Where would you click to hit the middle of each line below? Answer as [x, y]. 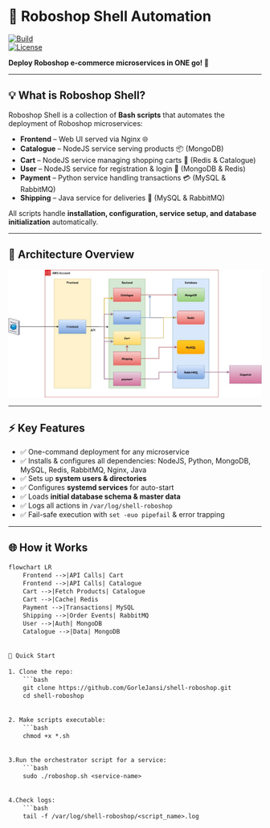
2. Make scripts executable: [57, 720]
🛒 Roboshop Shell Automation [110, 16]
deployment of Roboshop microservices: [76, 123]
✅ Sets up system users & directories [83, 478]
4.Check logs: [32, 800]
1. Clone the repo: [41, 671]
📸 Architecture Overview [72, 255]
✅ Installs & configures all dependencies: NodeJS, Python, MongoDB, [135, 460]
